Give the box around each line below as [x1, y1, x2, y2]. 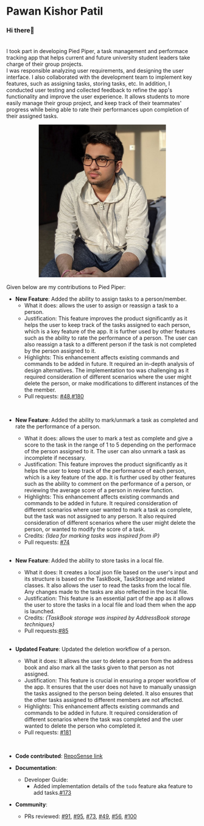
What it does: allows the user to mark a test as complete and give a [24, 435, 193, 442]
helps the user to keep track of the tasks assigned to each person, [24, 321, 191, 329]
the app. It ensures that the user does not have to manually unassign [24, 683, 197, 691]
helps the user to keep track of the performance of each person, [24, 467, 186, 475]
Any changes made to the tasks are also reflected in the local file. [24, 588, 189, 596]
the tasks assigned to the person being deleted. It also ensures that [24, 690, 194, 697]
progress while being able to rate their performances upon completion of [6, 106, 189, 114]
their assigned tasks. [6, 112, 59, 120]
